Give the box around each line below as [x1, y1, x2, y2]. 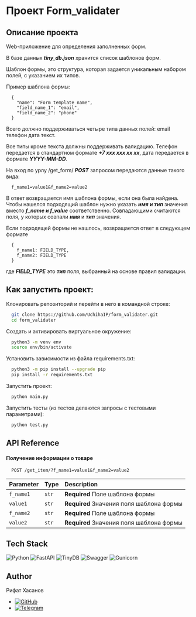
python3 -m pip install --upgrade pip [11, 366, 106, 373]
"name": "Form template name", [16, 100, 93, 105]
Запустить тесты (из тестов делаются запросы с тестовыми [6, 404, 156, 411]
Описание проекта [6, 28, 78, 38]
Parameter [9, 480, 39, 489]
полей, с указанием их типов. [6, 72, 80, 79]
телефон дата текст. [6, 132, 56, 138]
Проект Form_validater [6, 4, 120, 18]
